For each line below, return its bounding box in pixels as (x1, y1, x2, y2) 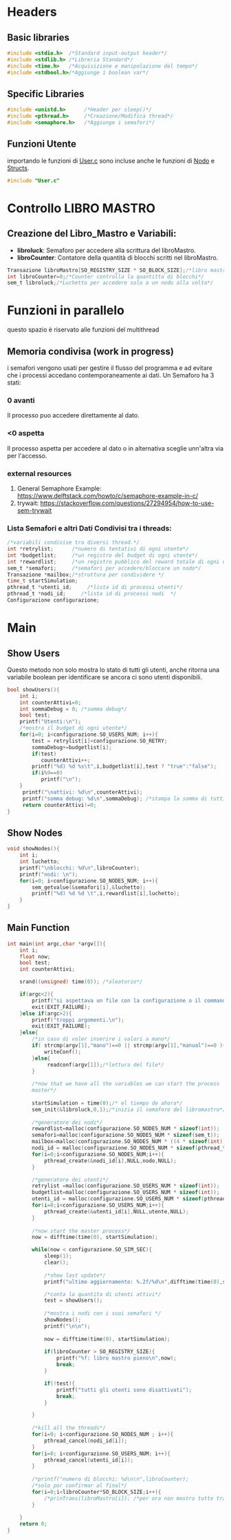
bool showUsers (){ (7, 686, 60, 693)
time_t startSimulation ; (7, 577, 78, 584)
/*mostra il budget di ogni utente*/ (19, 725, 128, 732)
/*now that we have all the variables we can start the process (32, 1080, 220, 1087)
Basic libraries (7, 32, 70, 43)
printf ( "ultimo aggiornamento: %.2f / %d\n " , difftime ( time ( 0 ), (43, 1278, 223, 1285)
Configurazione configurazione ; (7, 597, 100, 604)
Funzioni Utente (7, 138, 77, 150)
